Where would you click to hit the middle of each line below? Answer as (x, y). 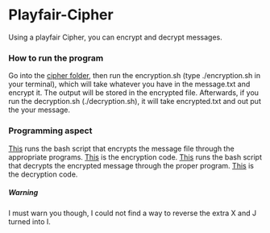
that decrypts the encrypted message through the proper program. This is (131, 165)
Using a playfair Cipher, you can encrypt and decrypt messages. (116, 37)
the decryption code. (43, 174)
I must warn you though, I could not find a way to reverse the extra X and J (132, 213)
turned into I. (29, 221)
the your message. (39, 110)
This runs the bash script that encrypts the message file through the (122, 148)
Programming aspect (50, 131)
